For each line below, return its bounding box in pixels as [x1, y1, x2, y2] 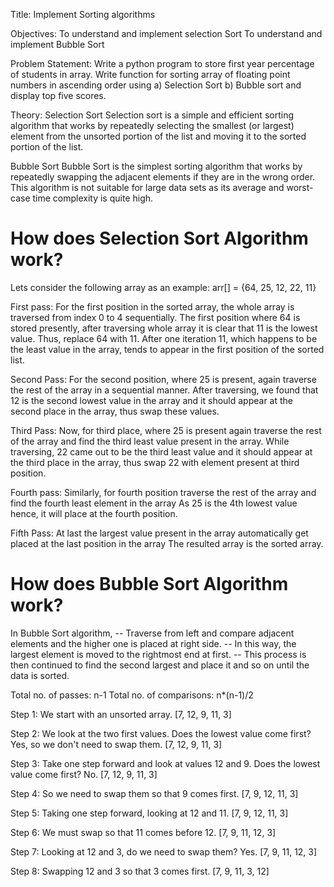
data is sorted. [10, 669, 70, 681]
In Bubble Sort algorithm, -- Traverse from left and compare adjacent [10, 627, 295, 639]
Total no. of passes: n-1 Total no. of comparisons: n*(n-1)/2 [10, 689, 254, 701]
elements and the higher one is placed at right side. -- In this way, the [10, 637, 297, 649]
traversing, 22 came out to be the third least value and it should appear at [10, 445, 313, 458]
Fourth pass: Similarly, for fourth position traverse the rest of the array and [10, 486, 317, 498]
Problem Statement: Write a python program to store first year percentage [10, 58, 315, 69]
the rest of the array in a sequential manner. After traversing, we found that [10, 384, 319, 396]
